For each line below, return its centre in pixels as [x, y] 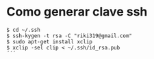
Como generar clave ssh [77, 12]
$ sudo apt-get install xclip [50, 41]
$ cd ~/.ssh [23, 30]
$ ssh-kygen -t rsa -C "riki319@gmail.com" [69, 36]
